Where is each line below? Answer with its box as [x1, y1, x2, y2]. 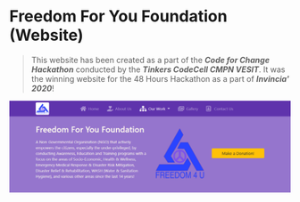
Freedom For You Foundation [9, 6, 228, 27]
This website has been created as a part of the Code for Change [30, 54, 271, 65]
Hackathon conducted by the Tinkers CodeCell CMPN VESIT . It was [30, 64, 286, 75]
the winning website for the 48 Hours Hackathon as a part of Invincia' [30, 73, 290, 84]
